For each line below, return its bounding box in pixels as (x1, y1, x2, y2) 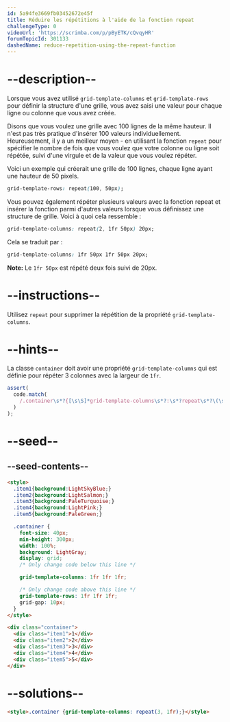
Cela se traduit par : (7, 237, 63, 246)
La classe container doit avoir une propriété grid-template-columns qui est (7, 364, 218, 373)
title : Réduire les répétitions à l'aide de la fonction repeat (7, 16, 194, 23)
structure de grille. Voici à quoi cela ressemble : (7, 212, 142, 220)
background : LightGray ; (19, 548, 88, 556)
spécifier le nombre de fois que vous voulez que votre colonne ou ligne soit (7, 143, 220, 152)
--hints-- (7, 341, 60, 357)
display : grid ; (19, 555, 63, 562)
